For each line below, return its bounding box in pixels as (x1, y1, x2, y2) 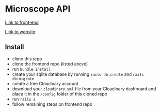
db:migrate (12, 76, 34, 81)
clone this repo (12, 56, 42, 62)
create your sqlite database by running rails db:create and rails (12, 71, 144, 77)
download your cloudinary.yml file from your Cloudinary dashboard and (12, 86, 156, 92)
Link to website (5, 29, 35, 34)
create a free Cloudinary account (12, 80, 79, 86)
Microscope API (5, 3, 71, 15)
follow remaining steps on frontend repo (12, 101, 93, 107)
